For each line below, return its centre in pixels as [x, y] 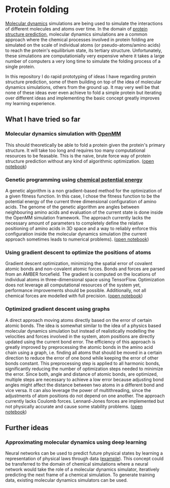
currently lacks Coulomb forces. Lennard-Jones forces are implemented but [85, 401]
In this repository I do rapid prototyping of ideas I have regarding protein [81, 76]
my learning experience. [31, 103]
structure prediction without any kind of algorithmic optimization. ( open [80, 161]
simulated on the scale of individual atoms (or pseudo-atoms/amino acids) [83, 45]
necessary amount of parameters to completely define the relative [74, 223]
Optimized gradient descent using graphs [58, 309]
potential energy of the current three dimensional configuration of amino [81, 201]
